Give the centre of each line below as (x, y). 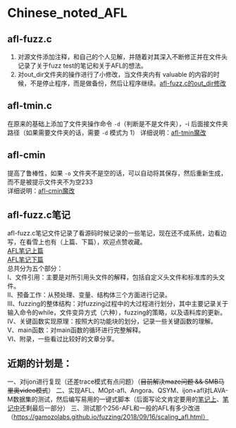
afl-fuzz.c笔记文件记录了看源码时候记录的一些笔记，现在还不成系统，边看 (114, 233)
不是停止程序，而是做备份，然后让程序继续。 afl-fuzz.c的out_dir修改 (128, 83)
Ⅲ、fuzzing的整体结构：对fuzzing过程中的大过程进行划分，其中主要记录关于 (118, 304)
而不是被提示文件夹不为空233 (50, 182)
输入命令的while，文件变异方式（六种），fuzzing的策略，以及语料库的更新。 (117, 312)
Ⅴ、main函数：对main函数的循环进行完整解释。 (76, 330)
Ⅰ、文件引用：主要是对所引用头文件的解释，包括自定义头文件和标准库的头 (113, 277)
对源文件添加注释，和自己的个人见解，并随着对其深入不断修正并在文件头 (122, 57)
